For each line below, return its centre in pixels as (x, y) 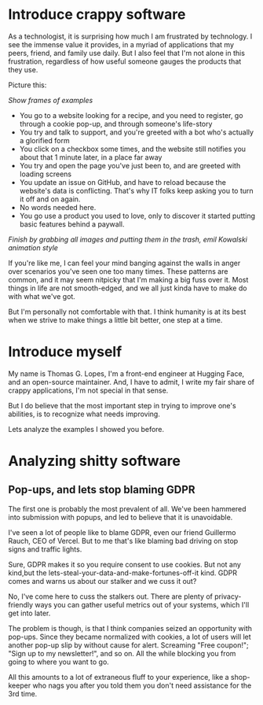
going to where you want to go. (59, 662)
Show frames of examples (51, 100)
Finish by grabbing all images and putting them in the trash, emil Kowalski (128, 239)
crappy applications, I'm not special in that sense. (88, 390)
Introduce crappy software (97, 15)
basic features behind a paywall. (72, 224)
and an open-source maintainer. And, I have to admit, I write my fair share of (131, 382)
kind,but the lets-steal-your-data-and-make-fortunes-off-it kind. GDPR (123, 573)
